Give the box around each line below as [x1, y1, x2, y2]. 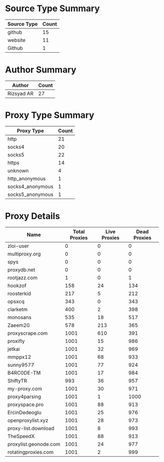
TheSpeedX [7, 433, 35, 440]
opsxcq [7, 298, 25, 305]
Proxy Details [5, 211, 60, 221]
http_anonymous [7, 175, 46, 182]
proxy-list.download [7, 425, 55, 432]
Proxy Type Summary [5, 110, 94, 121]
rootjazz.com [7, 274, 38, 281]
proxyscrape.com [7, 330, 48, 337]
